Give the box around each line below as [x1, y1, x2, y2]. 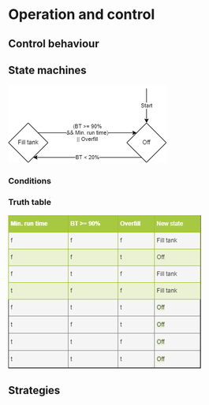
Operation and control [8, 6, 155, 24]
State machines [8, 63, 87, 76]
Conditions [8, 176, 51, 187]
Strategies [8, 384, 61, 397]
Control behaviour [8, 37, 100, 50]
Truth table [8, 197, 51, 208]
